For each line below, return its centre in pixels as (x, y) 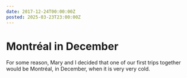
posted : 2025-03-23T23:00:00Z (44, 17)
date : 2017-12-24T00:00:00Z (41, 12)
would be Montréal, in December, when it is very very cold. (78, 69)
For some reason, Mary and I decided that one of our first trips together (93, 63)
